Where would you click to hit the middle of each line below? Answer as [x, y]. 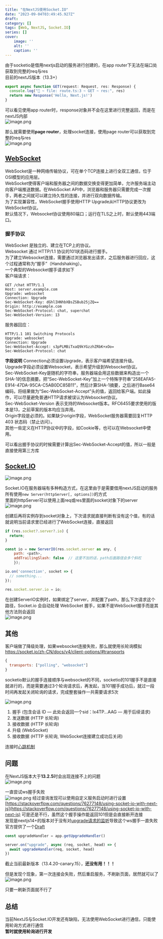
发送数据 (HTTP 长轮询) [36, 718]
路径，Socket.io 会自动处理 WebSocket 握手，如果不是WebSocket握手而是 [80, 605]
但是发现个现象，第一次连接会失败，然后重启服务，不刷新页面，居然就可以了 [82, 874]
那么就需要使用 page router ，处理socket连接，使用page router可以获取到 [78, 132]
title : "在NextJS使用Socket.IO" [37, 10]
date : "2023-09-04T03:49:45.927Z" [40, 14]
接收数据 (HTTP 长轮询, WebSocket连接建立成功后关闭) [67, 736]
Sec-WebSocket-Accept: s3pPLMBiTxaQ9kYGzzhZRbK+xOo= [60, 347]
